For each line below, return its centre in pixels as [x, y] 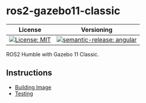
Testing [24, 94]
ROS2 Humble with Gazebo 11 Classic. [53, 54]
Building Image [33, 87]
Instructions [29, 73]
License [30, 30]
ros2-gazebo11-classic [63, 11]
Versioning [97, 30]
